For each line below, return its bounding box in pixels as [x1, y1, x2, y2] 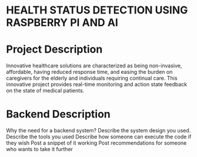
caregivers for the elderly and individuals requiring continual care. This [6, 74, 178, 82]
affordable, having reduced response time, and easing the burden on [6, 69, 173, 76]
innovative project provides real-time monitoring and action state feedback [6, 81, 188, 88]
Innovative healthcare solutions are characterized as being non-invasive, [6, 62, 182, 69]
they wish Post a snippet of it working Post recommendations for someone [6, 139, 187, 146]
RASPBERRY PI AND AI [6, 16, 119, 29]
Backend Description [6, 108, 111, 121]
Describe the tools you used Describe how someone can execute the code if [6, 133, 192, 141]
